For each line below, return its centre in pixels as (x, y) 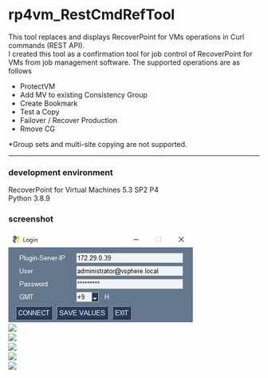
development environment (61, 172)
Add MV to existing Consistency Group (83, 94)
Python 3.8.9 (29, 198)
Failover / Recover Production (69, 120)
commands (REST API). (47, 45)
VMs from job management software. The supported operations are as (124, 62)
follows (20, 70)
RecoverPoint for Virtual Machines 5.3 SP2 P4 (84, 190)
